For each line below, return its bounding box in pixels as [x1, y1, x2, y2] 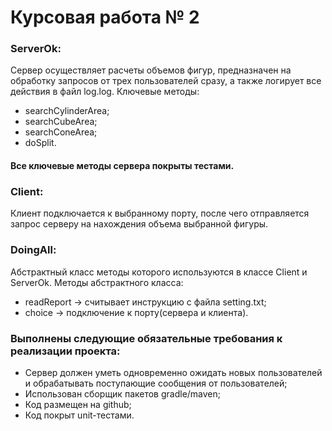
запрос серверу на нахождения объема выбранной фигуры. [10, 218, 269, 230]
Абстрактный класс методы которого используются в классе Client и [10, 266, 308, 278]
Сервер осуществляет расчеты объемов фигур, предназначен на [10, 64, 292, 76]
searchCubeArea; [24, 116, 98, 128]
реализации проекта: [10, 344, 121, 358]
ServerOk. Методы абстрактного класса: [10, 276, 184, 288]
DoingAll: [10, 243, 57, 257]
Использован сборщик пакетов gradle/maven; [24, 387, 222, 400]
